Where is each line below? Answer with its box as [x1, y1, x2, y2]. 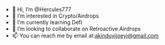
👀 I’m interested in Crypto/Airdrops [12, 12, 99, 19]
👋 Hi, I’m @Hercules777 [12, 6, 72, 13]
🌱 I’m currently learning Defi [12, 19, 82, 26]
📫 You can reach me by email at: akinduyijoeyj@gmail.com [12, 32, 159, 39]
